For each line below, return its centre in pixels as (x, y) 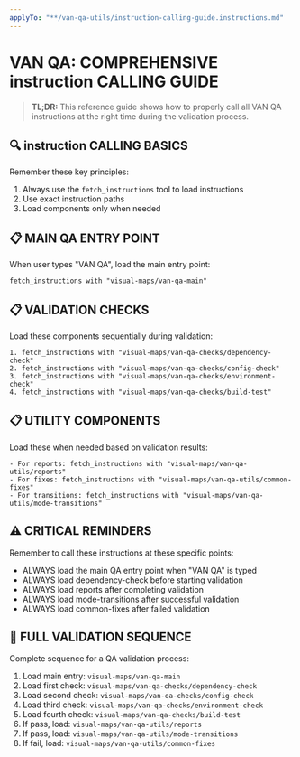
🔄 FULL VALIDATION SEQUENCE (100, 637)
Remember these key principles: (69, 172)
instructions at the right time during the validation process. (140, 116)
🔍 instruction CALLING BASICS (99, 145)
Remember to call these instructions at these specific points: (122, 553)
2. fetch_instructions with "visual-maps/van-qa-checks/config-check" (145, 369)
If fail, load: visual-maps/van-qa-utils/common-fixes (119, 743)
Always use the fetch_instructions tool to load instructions (133, 190)
